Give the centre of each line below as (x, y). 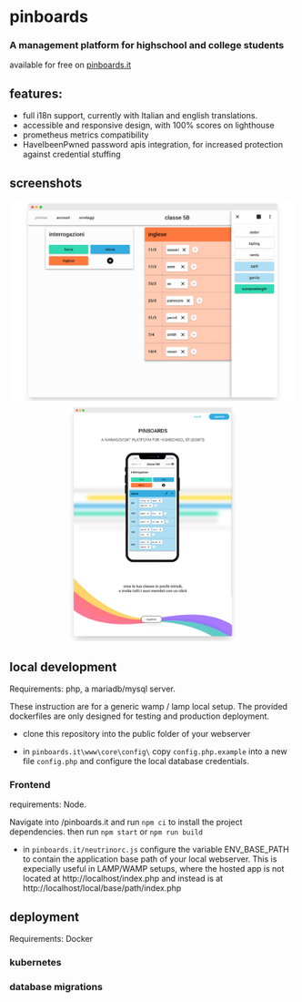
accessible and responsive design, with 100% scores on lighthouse (148, 126)
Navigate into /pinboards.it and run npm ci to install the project (126, 823)
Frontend (30, 784)
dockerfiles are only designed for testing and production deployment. (140, 716)
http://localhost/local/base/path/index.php (102, 888)
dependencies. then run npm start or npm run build (106, 832)
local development (63, 667)
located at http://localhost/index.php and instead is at (123, 879)
